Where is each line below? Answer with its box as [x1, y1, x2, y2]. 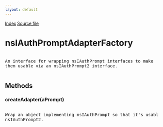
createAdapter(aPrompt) [5, 96, 65, 103]
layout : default [5, 7, 38, 12]
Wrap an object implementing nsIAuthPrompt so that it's [5, 112, 144, 118]
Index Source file [5, 20, 39, 26]
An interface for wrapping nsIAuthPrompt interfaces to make [5, 58, 154, 63]
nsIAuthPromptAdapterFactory [5, 37, 133, 48]
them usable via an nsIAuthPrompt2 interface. [5, 63, 118, 68]
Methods [5, 81, 33, 90]
